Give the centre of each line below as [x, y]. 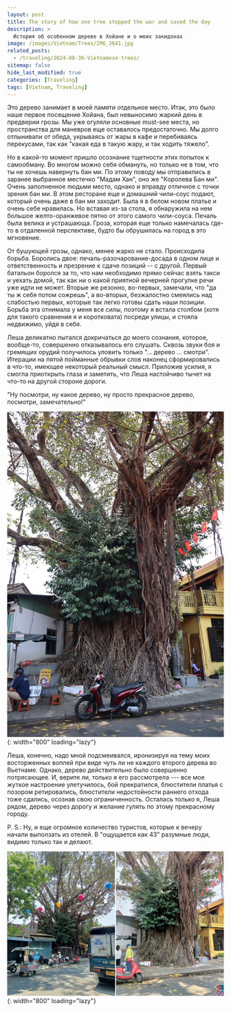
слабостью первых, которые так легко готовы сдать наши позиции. [107, 302]
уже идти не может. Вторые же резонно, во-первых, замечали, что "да [112, 288]
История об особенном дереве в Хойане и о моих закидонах [98, 36]
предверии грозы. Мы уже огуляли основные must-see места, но [103, 122]
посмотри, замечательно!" [46, 402]
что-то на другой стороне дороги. [57, 381]
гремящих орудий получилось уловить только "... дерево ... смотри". [108, 352]
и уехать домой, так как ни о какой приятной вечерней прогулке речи [110, 280]
